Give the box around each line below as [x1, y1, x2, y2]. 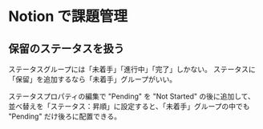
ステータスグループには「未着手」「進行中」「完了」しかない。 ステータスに [8, 65, 257, 74]
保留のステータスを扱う [8, 42, 124, 55]
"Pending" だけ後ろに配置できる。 [8, 111, 122, 121]
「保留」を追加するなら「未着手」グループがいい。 [8, 75, 177, 84]
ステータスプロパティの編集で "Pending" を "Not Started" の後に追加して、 [8, 91, 255, 101]
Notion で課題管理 [8, 7, 128, 26]
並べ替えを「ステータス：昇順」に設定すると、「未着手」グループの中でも [8, 102, 250, 111]
